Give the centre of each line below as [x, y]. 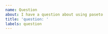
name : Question [21, 10]
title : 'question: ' [27, 19]
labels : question [24, 24]
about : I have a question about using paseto [54, 14]
